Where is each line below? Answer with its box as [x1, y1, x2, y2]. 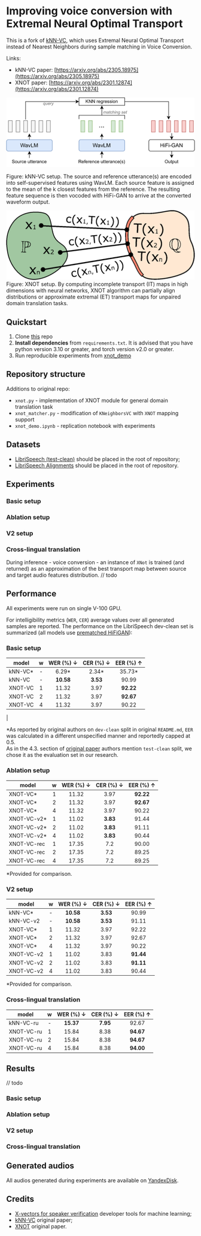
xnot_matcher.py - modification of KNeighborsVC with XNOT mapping [14, 409, 179, 416]
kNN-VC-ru [8, 1019, 39, 1027]
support [14, 416, 35, 423]
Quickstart [6, 317, 47, 327]
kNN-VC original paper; [14, 1216, 73, 1223]
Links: [6, 54, 21, 62]
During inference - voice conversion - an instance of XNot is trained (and [6, 559, 184, 566]
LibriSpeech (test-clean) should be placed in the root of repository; [14, 455, 181, 462]
